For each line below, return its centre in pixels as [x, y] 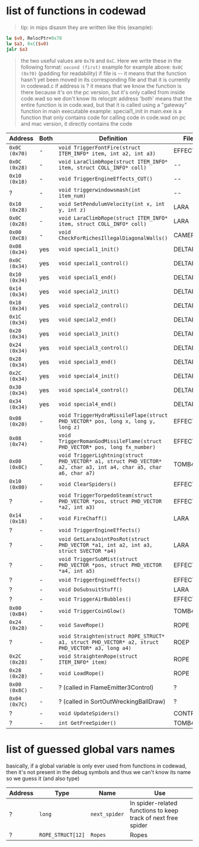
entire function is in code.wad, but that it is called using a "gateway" [104, 104]
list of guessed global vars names [91, 749]
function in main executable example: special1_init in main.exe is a [101, 111]
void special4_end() [87, 404]
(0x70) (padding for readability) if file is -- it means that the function [103, 73]
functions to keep [154, 810]
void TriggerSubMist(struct [98, 559]
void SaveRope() [81, 625]
